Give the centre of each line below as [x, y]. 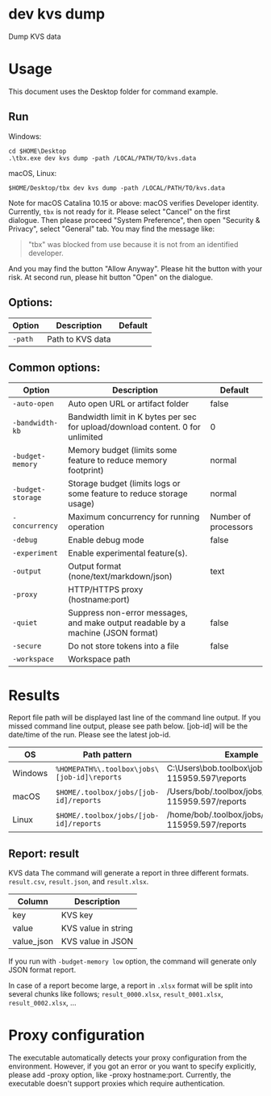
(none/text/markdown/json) [120, 577]
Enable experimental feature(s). [128, 553]
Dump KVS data [35, 36]
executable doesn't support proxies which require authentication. [117, 1083]
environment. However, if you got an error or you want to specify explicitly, [132, 1066]
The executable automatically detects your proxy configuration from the [128, 1058]
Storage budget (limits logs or [124, 484]
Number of [231, 517]
